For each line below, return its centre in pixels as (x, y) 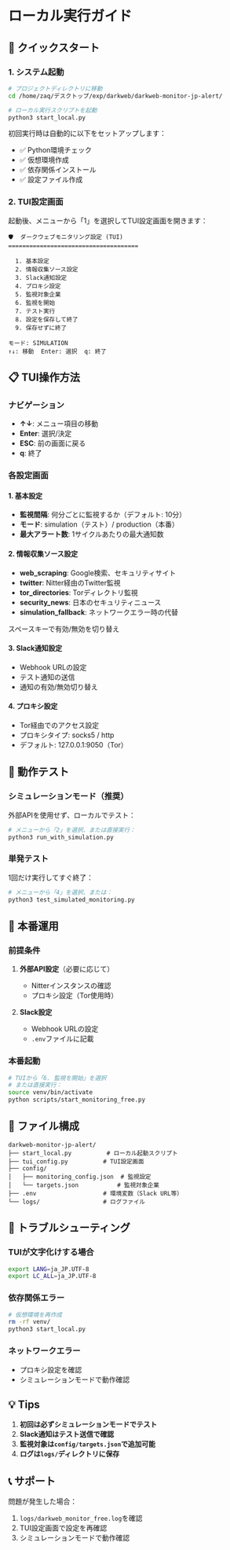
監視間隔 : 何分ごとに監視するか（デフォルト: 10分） (103, 515)
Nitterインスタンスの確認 (71, 986)
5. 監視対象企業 (38, 294)
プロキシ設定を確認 (51, 1369)
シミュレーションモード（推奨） (68, 796)
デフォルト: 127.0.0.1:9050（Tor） (73, 745)
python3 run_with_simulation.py (61, 837)
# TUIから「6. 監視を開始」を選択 (57, 1078)
